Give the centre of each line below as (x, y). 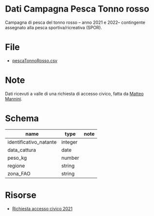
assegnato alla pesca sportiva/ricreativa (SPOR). (53, 27)
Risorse (21, 195)
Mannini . (14, 99)
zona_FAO (19, 173)
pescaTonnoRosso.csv (34, 60)
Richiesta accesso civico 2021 (42, 208)
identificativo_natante (32, 142)
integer (69, 142)
